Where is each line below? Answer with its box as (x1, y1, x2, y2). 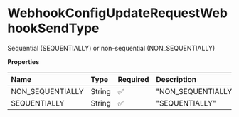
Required (117, 74, 149, 84)
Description (156, 74, 197, 84)
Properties (7, 57, 40, 66)
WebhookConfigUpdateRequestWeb (7, 5, 228, 21)
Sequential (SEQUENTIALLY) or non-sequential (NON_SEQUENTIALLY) (7, 44, 216, 52)
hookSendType (7, 20, 100, 36)
